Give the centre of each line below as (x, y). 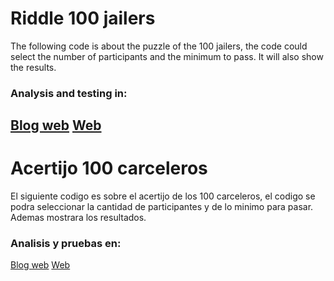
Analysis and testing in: (69, 93)
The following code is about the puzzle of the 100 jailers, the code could (159, 46)
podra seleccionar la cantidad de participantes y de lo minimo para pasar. (162, 207)
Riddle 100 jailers (83, 18)
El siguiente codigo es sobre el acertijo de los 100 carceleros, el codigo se (163, 196)
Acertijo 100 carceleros (109, 168)
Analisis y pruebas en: (66, 244)
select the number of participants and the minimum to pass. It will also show (167, 56)
